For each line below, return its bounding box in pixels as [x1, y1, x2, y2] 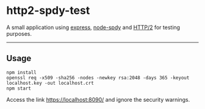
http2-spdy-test [6, 4, 90, 18]
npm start [6, 85, 32, 91]
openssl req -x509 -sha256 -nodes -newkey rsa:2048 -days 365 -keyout [6, 74, 190, 81]
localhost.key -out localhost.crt [6, 80, 95, 86]
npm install [6, 69, 37, 76]
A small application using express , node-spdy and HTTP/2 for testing [6, 24, 181, 31]
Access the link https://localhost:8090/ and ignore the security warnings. [6, 96, 190, 103]
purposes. [6, 30, 32, 37]
